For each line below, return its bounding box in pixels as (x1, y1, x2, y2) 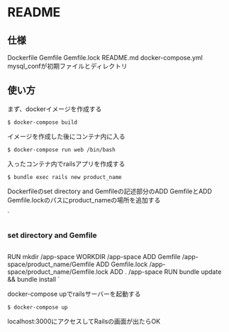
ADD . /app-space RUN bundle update (109, 267, 222, 276)
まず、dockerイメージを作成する (7, 104, 102, 113)
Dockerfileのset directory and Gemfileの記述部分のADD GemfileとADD (7, 187, 213, 195)
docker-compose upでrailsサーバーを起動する (7, 290, 141, 298)
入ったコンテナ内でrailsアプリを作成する (7, 159, 125, 168)
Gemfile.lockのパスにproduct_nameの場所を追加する (7, 195, 161, 204)
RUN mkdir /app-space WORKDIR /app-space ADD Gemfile (7, 252, 181, 261)
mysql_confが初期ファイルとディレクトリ (7, 62, 128, 70)
